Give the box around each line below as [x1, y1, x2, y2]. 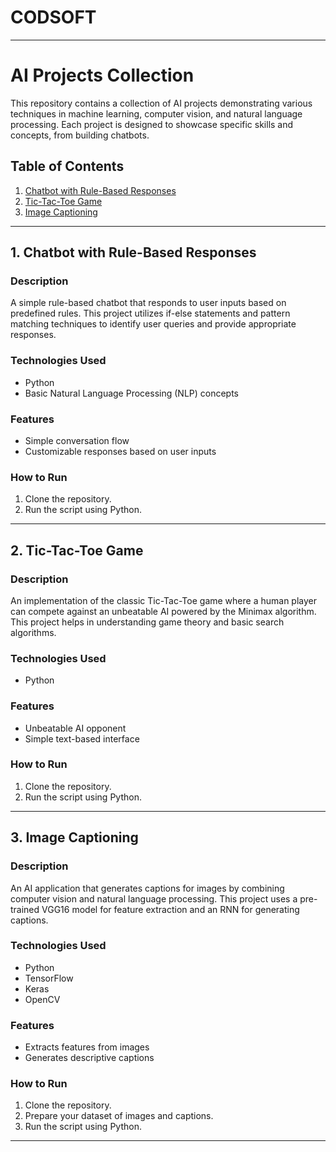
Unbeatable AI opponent [24, 722, 127, 734]
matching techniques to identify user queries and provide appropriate [10, 318, 297, 330]
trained [10, 903, 40, 915]
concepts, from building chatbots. [10, 129, 150, 141]
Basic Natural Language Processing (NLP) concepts [24, 387, 240, 399]
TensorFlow [24, 972, 74, 984]
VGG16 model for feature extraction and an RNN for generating [41, 903, 300, 915]
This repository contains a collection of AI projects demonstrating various [10, 97, 313, 109]
